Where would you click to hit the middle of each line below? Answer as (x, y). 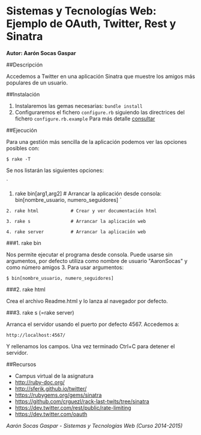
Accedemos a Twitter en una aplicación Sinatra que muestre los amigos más (101, 76)
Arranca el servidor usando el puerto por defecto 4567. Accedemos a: (93, 324)
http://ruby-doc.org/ (40, 382)
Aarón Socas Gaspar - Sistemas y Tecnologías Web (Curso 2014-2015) (94, 425)
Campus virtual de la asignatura (54, 376)
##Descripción (25, 65)
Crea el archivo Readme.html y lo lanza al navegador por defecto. (87, 301)
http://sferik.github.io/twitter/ (51, 388)
